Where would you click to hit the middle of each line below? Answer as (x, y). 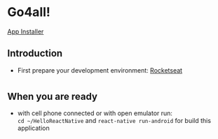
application (34, 128)
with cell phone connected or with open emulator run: (95, 113)
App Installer (26, 31)
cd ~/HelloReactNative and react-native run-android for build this (114, 121)
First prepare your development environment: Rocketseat (100, 70)
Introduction (35, 53)
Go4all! (29, 12)
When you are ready (53, 96)
